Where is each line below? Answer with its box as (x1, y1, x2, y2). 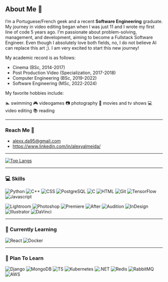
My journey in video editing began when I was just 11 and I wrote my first (5, 24, 155, 30)
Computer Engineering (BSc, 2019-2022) (12, 75, 97, 81)
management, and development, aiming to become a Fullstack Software (5, 34, 153, 40)
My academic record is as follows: (5, 55, 76, 61)
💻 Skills (5, 175, 25, 182)
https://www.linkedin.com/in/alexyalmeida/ (12, 143, 101, 149)
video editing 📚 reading (5, 107, 55, 113)
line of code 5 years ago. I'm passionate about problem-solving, (5, 29, 137, 35)
